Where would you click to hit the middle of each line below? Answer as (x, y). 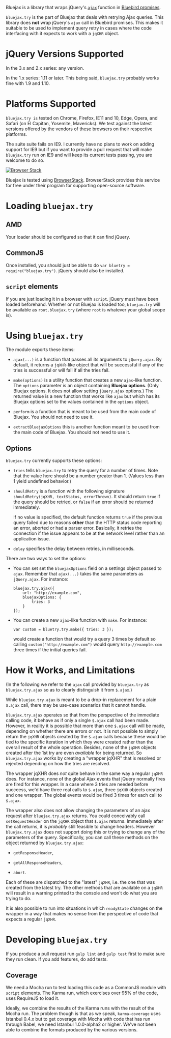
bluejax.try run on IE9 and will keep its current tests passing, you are (79, 155)
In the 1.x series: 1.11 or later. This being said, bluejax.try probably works (82, 78)
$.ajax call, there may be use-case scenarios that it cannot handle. (76, 705)
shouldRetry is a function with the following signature (69, 491)
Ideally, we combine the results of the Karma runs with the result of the (80, 1008)
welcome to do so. (25, 160)
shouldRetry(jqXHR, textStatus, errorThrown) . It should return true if (87, 497)
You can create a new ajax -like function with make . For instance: (80, 620)
